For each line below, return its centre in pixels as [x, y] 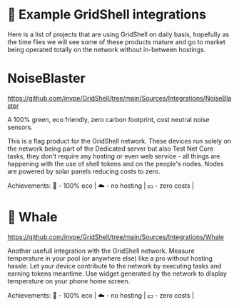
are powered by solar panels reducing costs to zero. [84, 171]
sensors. [20, 127]
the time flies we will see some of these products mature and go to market [117, 41]
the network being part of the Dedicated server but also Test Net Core [111, 149]
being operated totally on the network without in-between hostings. [107, 49]
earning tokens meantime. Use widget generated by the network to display [117, 273]
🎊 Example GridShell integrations [107, 15]
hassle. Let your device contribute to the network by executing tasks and [115, 266]
